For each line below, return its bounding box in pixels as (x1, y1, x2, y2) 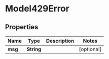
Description (46, 38, 74, 44)
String (26, 46, 41, 53)
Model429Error (5, 3, 70, 14)
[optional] (78, 46, 102, 53)
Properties (5, 23, 38, 31)
